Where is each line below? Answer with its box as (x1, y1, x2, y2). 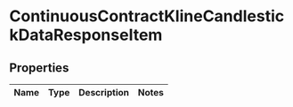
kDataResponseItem (9, 25, 163, 45)
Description (78, 87, 129, 98)
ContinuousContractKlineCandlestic (9, 6, 285, 27)
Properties (9, 60, 69, 75)
